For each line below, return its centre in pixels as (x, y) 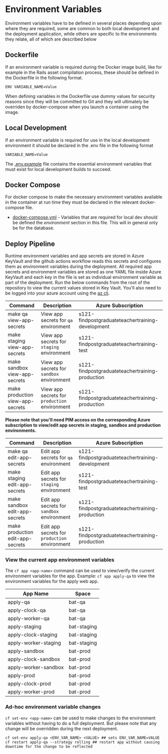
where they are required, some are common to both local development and (82, 28)
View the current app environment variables (60, 560)
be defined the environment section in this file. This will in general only (85, 223)
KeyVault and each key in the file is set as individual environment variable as (84, 277)
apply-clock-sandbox (34, 659)
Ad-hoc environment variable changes (53, 707)
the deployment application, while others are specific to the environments (81, 34)
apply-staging (24, 627)
